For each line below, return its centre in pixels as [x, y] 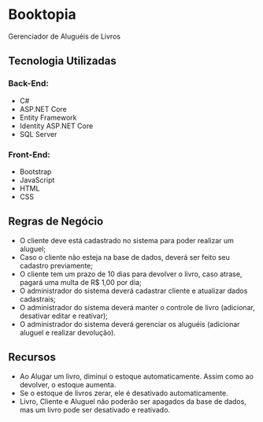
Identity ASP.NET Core [56, 126]
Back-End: [29, 83]
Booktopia [42, 15]
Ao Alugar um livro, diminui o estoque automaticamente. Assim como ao [137, 376]
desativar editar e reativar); [63, 316]
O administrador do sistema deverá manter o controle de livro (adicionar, [137, 307]
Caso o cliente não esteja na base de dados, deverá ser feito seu [125, 257]
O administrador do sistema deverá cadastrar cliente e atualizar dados [133, 291]
